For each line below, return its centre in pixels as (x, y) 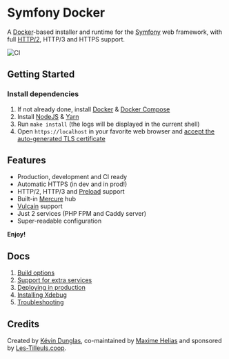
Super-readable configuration (59, 221)
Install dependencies (43, 94)
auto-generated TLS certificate (61, 138)
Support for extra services (54, 280)
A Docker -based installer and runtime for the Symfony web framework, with (115, 32)
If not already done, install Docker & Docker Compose (93, 109)
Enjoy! (17, 234)
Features (27, 160)
